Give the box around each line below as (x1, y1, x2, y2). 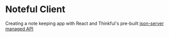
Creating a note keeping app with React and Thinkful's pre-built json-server (5, 20, 164, 26)
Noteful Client (5, 4, 66, 15)
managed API (5, 25, 34, 31)
